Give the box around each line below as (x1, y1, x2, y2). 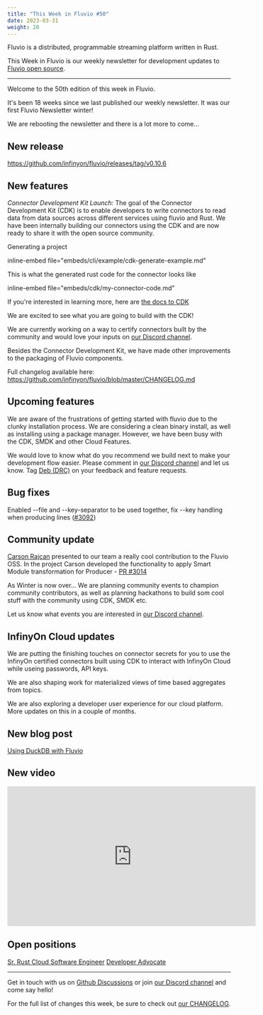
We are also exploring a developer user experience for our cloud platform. (7, 700, 223, 708)
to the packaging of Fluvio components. (7, 354, 124, 362)
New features (7, 180, 69, 192)
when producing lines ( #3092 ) (7, 512, 96, 522)
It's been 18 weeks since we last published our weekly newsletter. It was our (7, 99, 230, 107)
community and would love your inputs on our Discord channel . (7, 333, 193, 341)
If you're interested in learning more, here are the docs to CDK (7, 297, 189, 306)
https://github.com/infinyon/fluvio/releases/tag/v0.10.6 (7, 159, 167, 168)
